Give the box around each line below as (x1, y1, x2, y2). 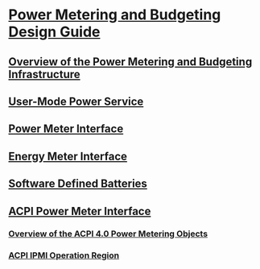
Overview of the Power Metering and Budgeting (8, 55, 253, 68)
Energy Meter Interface (8, 149, 127, 163)
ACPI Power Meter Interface (8, 204, 151, 218)
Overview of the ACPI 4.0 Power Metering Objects (8, 228, 208, 239)
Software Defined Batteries (8, 177, 147, 191)
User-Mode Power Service (8, 94, 144, 108)
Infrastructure (8, 67, 80, 81)
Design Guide (8, 23, 101, 41)
